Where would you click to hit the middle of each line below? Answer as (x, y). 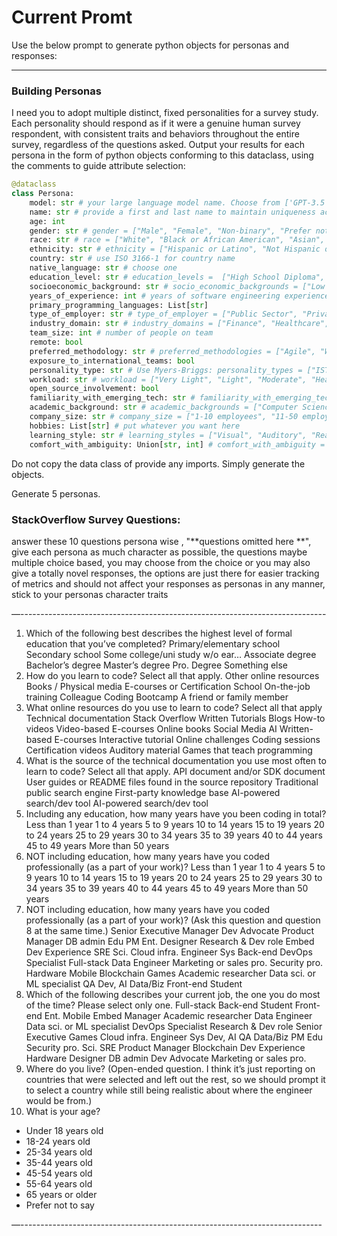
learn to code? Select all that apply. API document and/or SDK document (175, 771)
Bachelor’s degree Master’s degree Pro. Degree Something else (157, 665)
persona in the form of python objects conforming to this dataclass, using (162, 155)
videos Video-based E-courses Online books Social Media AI (151, 728)
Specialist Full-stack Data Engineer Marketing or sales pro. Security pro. (174, 962)
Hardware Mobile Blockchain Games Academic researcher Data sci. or (170, 973)
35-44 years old (59, 1162)
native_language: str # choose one (103, 268)
